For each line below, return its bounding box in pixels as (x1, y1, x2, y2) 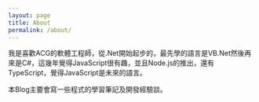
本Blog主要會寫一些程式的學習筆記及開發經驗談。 (8, 85, 167, 94)
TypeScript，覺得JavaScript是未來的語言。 (8, 68, 147, 78)
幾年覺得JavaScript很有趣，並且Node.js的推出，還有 (45, 58, 214, 67)
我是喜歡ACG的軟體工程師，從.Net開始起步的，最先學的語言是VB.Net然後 (8, 49, 245, 58)
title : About (8, 19, 51, 27)
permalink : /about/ (8, 26, 72, 34)
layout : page (8, 11, 51, 20)
